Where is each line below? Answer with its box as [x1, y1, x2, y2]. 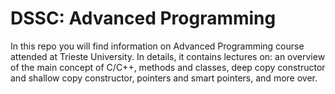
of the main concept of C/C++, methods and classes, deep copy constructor [10, 61, 326, 73]
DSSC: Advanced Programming [10, 7, 277, 30]
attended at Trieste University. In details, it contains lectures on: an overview [10, 50, 326, 62]
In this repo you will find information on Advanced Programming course [10, 40, 305, 52]
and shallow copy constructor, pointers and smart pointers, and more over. [10, 72, 318, 84]
